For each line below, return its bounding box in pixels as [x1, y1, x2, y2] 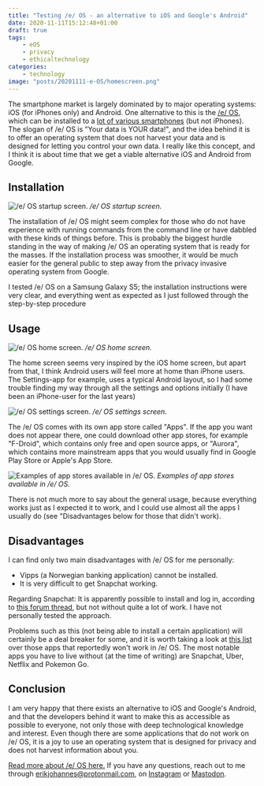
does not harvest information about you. [8, 745, 139, 754]
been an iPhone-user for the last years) [8, 392, 136, 401]
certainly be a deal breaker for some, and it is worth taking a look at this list [8, 634, 252, 643]
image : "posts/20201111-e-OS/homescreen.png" [8, 77, 160, 85]
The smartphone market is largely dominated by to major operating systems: [8, 99, 257, 109]
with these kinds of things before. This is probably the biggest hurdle [8, 233, 232, 243]
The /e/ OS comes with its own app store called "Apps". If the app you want [8, 423, 253, 432]
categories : [8, 63, 47, 71]
